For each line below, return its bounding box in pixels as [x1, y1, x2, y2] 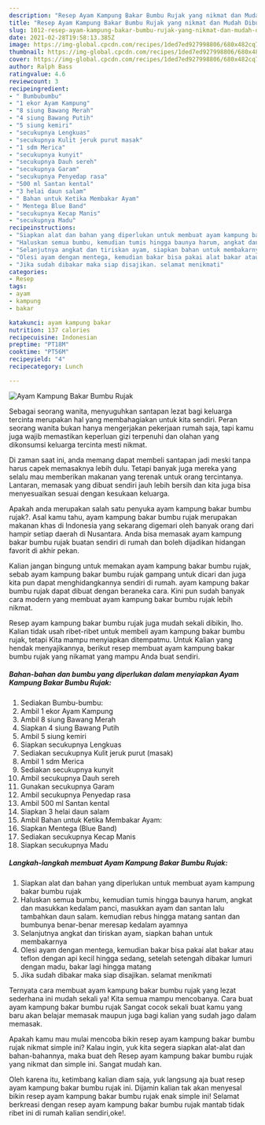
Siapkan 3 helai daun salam [20, 807, 109, 816]
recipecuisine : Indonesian [9, 333, 98, 341]
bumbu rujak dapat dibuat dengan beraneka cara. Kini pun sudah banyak [9, 586, 245, 596]
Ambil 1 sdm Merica [20, 756, 85, 766]
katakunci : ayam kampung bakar [9, 318, 112, 327]
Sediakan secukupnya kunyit [20, 765, 114, 774]
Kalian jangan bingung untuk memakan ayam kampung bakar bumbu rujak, [9, 561, 252, 570]
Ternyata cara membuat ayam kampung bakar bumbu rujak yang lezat [9, 986, 237, 995]
